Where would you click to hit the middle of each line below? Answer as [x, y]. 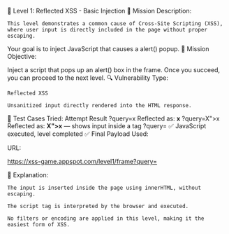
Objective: [22, 56]
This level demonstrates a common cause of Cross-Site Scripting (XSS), [115, 24]
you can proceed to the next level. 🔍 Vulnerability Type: [88, 78]
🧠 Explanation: [28, 175]
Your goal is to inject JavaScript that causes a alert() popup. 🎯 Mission [108, 49]
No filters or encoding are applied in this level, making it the [106, 219]
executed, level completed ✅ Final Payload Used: [78, 134]
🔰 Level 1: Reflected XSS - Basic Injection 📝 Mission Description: [99, 11]
